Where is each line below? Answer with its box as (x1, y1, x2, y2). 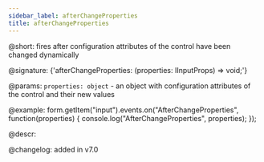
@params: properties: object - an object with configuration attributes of (8, 81, 251, 91)
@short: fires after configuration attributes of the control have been (8, 41, 231, 51)
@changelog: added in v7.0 (8, 144, 99, 154)
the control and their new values (8, 89, 115, 99)
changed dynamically (8, 50, 79, 59)
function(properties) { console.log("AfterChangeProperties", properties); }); (8, 113, 257, 123)
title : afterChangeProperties (8, 19, 110, 27)
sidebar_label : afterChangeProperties (8, 11, 138, 20)
